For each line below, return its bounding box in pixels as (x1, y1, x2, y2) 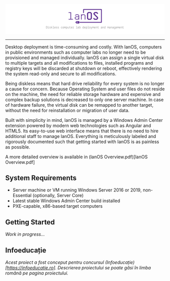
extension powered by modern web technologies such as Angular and (5, 122, 151, 128)
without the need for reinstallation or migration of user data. (5, 107, 130, 113)
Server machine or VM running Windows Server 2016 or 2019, (12, 187, 142, 193)
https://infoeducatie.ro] (7, 264, 56, 270)
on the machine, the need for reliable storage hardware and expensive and (5, 91, 161, 97)
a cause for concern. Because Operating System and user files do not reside (5, 85, 165, 92)
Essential (12, 193, 32, 199)
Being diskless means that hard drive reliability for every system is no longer (5, 80, 164, 86)
